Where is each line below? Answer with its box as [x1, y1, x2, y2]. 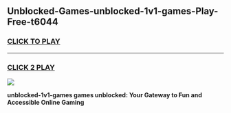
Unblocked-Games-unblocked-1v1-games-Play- [7, 5, 219, 17]
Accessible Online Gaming [7, 98, 85, 106]
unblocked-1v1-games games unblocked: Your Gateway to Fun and [7, 90, 203, 99]
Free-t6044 [7, 16, 58, 28]
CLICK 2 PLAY [7, 62, 55, 72]
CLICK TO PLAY [7, 37, 60, 47]
